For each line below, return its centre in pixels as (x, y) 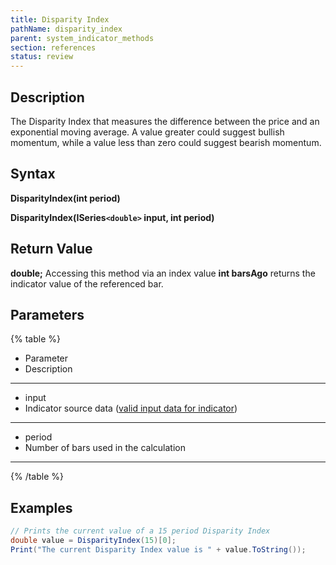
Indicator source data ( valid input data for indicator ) (131, 408)
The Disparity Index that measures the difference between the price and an (165, 121)
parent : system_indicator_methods (82, 38)
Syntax (33, 174)
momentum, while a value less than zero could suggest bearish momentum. (166, 142)
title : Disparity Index (60, 19)
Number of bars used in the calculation (105, 448)
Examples (41, 507)
